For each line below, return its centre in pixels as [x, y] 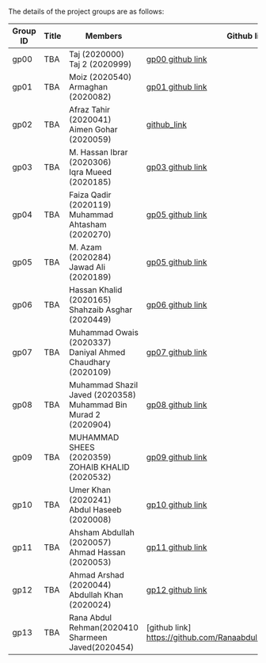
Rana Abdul [90, 617]
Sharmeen [88, 637]
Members [104, 36]
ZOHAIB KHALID [99, 467]
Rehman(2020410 [103, 627]
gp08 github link [177, 405]
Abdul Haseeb [95, 510]
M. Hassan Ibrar [98, 152]
